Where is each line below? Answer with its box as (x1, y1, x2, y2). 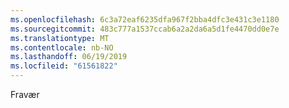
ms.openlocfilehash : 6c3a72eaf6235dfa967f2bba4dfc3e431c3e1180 (10, 14, 280, 25)
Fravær (10, 89, 40, 100)
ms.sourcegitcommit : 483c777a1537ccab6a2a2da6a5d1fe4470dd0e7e (10, 24, 280, 34)
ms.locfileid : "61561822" (10, 61, 118, 71)
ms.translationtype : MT (10, 33, 110, 43)
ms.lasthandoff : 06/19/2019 (10, 52, 128, 62)
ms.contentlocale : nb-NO (10, 42, 114, 53)
